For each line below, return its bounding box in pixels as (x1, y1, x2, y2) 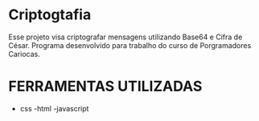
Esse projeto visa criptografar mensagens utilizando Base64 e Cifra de (8, 32, 243, 42)
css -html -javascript (19, 103, 89, 113)
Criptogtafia (8, 6, 92, 24)
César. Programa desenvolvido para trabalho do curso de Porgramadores (8, 40, 252, 50)
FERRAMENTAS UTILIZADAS (8, 78, 203, 95)
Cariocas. (8, 49, 40, 58)
